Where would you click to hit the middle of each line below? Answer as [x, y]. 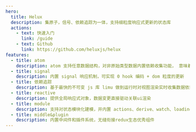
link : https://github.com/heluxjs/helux [71, 50]
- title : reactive [33, 93]
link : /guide [37, 39]
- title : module [30, 104]
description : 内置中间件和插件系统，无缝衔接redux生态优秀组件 [85, 120]
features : [18, 55]
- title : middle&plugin [39, 114]
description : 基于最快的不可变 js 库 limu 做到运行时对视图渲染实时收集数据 [101, 88]
